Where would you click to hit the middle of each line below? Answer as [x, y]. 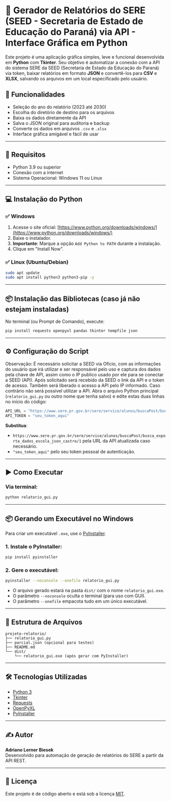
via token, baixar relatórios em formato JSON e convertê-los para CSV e [81, 73]
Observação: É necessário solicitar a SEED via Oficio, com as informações [83, 364]
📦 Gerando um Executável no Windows [69, 519]
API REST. [16, 760]
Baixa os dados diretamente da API [49, 118]
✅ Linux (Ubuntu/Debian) [37, 262]
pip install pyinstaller [32, 557]
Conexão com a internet [38, 172]
